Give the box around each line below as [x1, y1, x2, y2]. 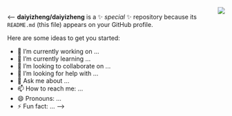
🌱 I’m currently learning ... [17, 55, 91, 63]
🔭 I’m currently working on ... [17, 48, 99, 55]
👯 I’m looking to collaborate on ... [17, 62, 111, 70]
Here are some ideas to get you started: [7, 34, 121, 42]
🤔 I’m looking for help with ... [17, 69, 99, 77]
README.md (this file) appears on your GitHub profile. [7, 21, 153, 28]
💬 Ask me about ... [17, 77, 70, 85]
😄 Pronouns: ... [17, 95, 62, 102]
